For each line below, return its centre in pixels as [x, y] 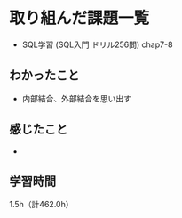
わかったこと [44, 75]
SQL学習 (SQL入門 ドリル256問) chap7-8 [97, 44]
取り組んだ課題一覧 [79, 18]
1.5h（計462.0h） [41, 205]
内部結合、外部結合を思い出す [76, 98]
